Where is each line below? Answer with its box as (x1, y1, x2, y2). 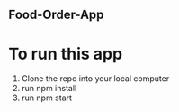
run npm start (21, 92, 73, 103)
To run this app (8, 43, 123, 64)
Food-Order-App (8, 7, 104, 23)
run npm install (21, 83, 77, 94)
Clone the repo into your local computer (21, 73, 170, 84)
